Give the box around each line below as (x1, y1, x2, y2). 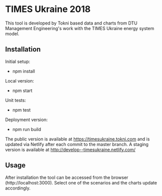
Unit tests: (5, 97, 26, 103)
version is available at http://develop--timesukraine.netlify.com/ (5, 146, 136, 152)
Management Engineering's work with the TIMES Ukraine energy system (5, 25, 155, 31)
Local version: (5, 77, 34, 83)
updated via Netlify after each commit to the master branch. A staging (5, 141, 149, 147)
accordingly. (5, 185, 31, 191)
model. (5, 30, 19, 36)
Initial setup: (5, 58, 30, 64)
